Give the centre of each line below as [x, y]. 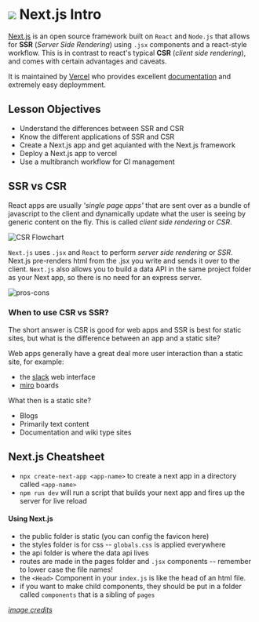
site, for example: [36, 362]
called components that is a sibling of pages [87, 595]
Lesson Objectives [55, 109]
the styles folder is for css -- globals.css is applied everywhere [122, 544]
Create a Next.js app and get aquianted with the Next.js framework [127, 145]
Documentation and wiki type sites [75, 432]
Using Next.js [31, 518]
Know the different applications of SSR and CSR [97, 136]
